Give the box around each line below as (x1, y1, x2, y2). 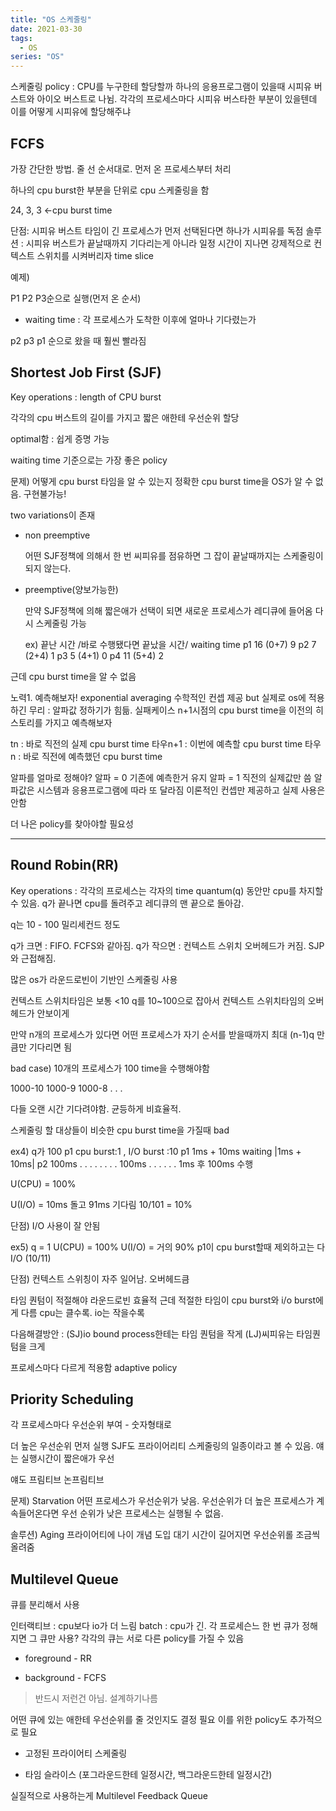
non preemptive (24, 529, 91, 541)
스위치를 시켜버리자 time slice (36, 249, 155, 261)
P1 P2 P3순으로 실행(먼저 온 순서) (10, 292, 142, 304)
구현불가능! (23, 487, 67, 500)
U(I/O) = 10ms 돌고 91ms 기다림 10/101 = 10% (10, 1198, 193, 1210)
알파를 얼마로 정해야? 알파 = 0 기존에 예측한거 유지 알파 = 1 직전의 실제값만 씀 (10, 771, 312, 783)
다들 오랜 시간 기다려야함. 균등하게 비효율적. (10, 1102, 182, 1115)
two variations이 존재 (10, 509, 96, 521)
